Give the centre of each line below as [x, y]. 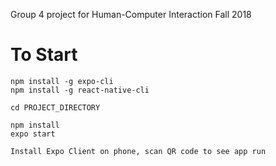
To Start [44, 55]
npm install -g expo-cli [62, 81]
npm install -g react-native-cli [80, 90]
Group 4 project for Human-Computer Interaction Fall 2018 [131, 14]
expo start [33, 134]
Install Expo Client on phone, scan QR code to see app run [138, 151]
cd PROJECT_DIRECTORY [55, 107]
